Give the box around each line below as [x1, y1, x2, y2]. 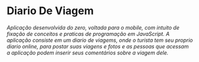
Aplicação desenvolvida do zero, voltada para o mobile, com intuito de [6, 24, 180, 31]
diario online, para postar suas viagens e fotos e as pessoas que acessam [6, 43, 189, 50]
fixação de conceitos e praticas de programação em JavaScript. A [6, 30, 170, 37]
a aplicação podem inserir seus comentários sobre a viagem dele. [6, 49, 169, 56]
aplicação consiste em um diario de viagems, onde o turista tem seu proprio [6, 37, 193, 44]
